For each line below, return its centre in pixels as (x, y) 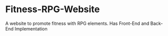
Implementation (31, 28)
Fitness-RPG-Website (52, 9)
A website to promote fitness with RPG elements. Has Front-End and (77, 23)
